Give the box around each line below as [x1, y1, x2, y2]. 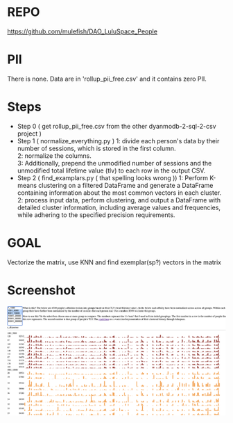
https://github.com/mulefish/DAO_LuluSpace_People [7, 27, 158, 35]
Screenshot [7, 282, 76, 298]
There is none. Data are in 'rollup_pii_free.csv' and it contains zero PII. [7, 74, 207, 83]
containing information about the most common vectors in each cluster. [17, 189, 222, 197]
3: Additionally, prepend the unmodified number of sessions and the [17, 159, 212, 167]
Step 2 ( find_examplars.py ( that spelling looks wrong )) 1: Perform [17, 173, 208, 182]
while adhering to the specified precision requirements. [17, 210, 175, 219]
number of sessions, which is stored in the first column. [17, 144, 176, 152]
